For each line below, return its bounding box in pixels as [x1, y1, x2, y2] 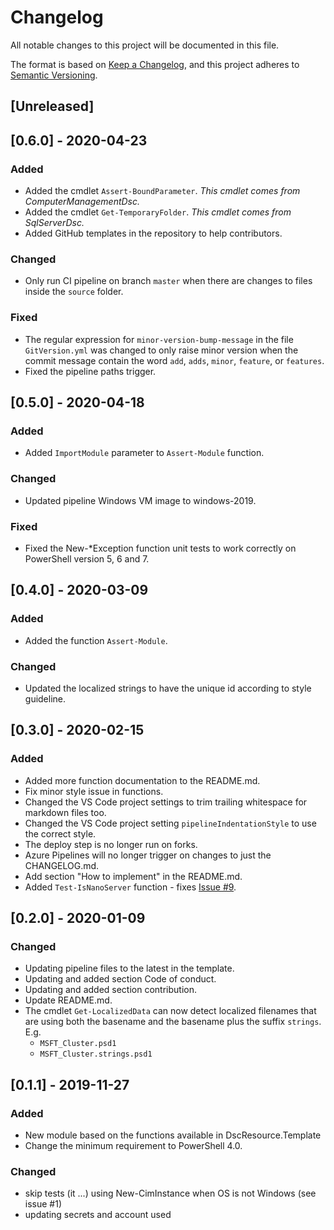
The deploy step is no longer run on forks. [24, 838, 198, 850]
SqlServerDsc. [24, 217, 85, 229]
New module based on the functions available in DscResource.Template [24, 1129, 322, 1141]
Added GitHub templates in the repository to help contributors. [24, 227, 283, 240]
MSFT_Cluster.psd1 [39, 1039, 117, 1049]
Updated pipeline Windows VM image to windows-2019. [24, 494, 257, 506]
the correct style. [24, 827, 97, 840]
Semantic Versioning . [10, 69, 98, 81]
